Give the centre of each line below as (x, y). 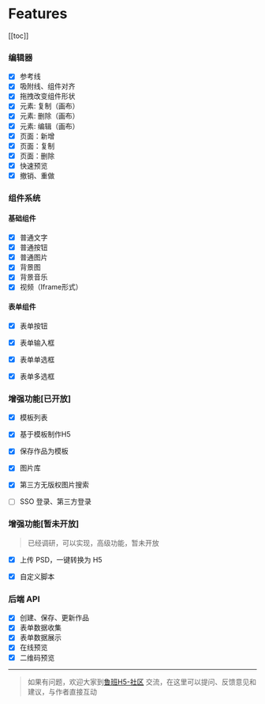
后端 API (24, 599)
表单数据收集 (40, 628)
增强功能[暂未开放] (44, 524)
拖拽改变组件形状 (47, 97)
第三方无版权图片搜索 (54, 485)
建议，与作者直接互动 (62, 691)
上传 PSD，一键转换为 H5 (61, 559)
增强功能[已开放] (39, 399)
